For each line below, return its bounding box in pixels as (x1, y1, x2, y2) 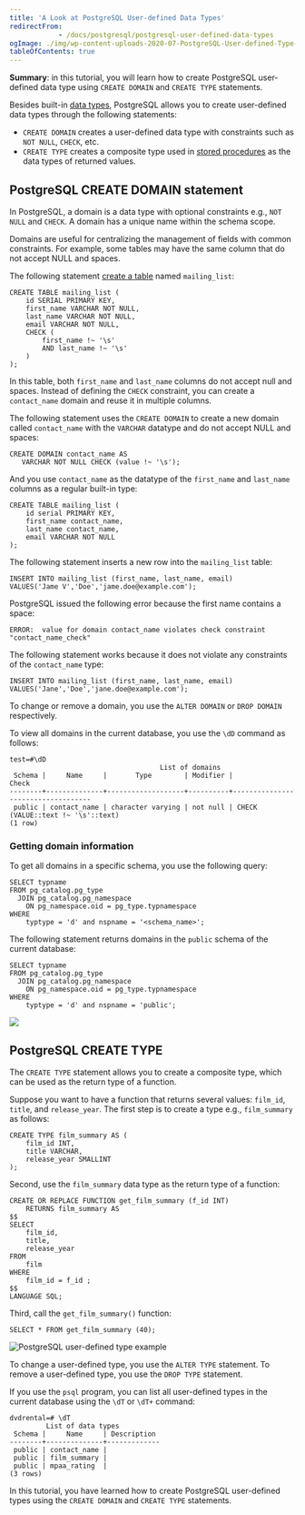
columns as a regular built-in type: (9, 483, 138, 494)
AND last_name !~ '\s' (42, 343, 128, 353)
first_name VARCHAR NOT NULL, (25, 304, 141, 313)
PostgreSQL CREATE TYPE (9, 1043, 163, 1058)
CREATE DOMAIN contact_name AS (9, 449, 128, 459)
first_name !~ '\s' (42, 336, 116, 345)
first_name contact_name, (25, 516, 124, 526)
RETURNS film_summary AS (25, 1205, 120, 1214)
